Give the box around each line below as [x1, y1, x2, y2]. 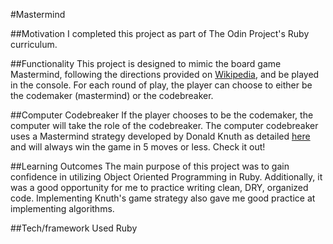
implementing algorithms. [10, 203, 115, 214]
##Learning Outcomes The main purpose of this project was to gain [10, 160, 290, 172]
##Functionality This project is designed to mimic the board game [10, 58, 282, 69]
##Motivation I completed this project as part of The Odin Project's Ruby [10, 28, 310, 39]
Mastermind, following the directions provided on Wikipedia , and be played [10, 69, 320, 80]
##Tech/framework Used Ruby [10, 222, 138, 234]
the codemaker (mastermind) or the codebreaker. [10, 90, 214, 101]
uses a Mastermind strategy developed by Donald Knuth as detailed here [10, 130, 311, 142]
